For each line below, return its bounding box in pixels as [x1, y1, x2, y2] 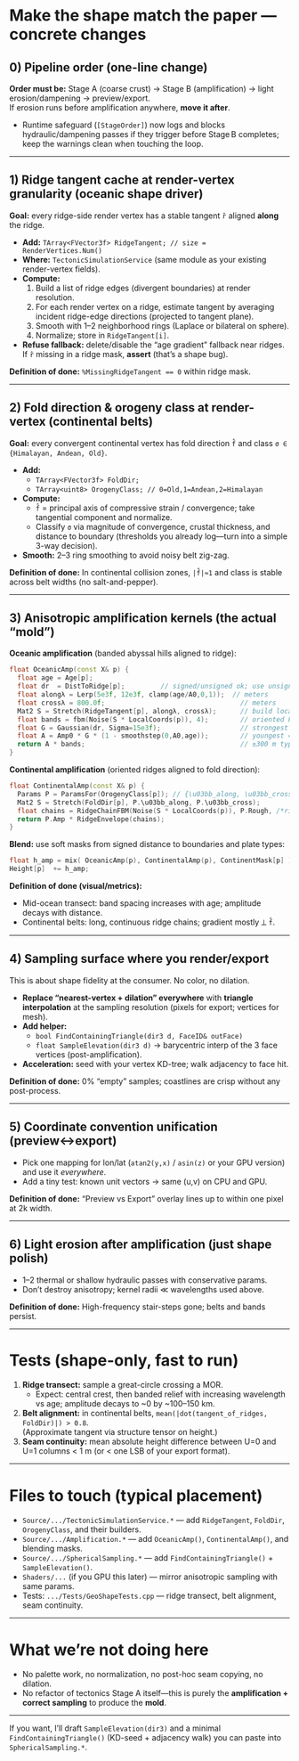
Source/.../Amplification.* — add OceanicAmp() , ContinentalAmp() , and [21, 1534, 289, 1545]
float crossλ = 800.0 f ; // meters [17, 698, 277, 707]
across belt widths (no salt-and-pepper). [9, 576, 158, 587]
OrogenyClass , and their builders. [21, 1524, 141, 1535]
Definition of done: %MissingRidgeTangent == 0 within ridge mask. [9, 366, 252, 377]
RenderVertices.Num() [21, 246, 102, 255]
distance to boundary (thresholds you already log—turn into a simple [35, 531, 287, 542]
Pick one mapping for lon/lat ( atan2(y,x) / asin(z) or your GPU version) [21, 1157, 286, 1168]
